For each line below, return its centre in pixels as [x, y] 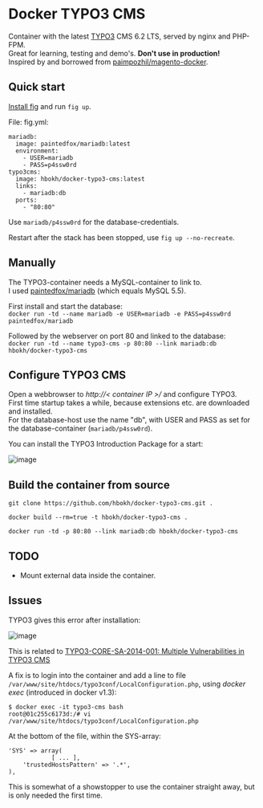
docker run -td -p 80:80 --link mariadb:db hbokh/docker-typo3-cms [123, 532]
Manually [32, 263]
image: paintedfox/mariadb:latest [73, 144]
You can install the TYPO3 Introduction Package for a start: [106, 444]
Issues [25, 600]
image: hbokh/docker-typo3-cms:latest [81, 179]
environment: [37, 151]
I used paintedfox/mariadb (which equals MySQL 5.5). [97, 291]
